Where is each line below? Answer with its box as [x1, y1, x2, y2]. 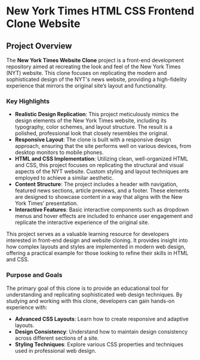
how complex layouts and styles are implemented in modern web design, [6, 243, 186, 250]
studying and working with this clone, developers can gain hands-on [6, 297, 175, 304]
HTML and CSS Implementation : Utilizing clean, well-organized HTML [14, 155, 189, 162]
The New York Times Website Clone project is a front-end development [6, 57, 184, 63]
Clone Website [6, 17, 81, 31]
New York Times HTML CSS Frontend [6, 4, 195, 18]
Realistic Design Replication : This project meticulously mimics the [14, 111, 179, 118]
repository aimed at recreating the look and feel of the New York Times [6, 63, 181, 70]
